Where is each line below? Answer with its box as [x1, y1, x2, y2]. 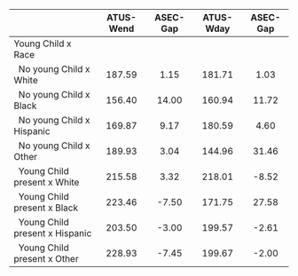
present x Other [13, 253, 79, 264]
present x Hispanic [13, 227, 92, 239]
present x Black [13, 201, 78, 214]
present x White [13, 177, 80, 188]
